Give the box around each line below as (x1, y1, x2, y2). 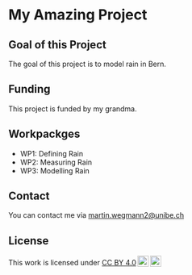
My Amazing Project (8, 6, 148, 24)
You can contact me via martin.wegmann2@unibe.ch (8, 210, 184, 220)
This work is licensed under (8, 258, 101, 268)
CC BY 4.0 (102, 258, 137, 268)
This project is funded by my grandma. (8, 103, 137, 114)
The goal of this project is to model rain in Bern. (8, 59, 167, 69)
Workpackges (8, 127, 81, 141)
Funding (8, 82, 51, 96)
